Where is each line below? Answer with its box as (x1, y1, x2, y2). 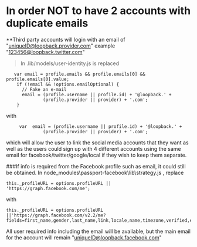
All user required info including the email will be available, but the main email (6, 228, 191, 235)
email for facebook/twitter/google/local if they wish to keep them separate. (6, 151, 187, 158)
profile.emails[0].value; (6, 76, 69, 82)
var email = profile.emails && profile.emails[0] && (13, 71, 145, 77)
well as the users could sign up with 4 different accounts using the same (6, 145, 181, 152)
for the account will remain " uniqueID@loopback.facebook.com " (6, 234, 162, 241)
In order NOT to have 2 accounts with (6, 4, 191, 18)
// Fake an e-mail (21, 86, 67, 92)
